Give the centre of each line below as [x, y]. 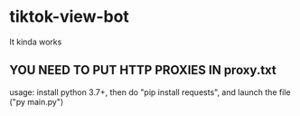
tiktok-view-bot [69, 17]
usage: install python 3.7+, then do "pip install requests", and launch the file [150, 92]
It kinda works [36, 42]
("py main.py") [37, 101]
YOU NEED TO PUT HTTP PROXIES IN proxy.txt [143, 70]
